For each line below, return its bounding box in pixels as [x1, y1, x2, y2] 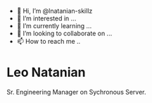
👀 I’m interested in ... [16, 14, 77, 23]
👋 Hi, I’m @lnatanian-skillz [16, 7, 93, 15]
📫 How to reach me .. [16, 37, 81, 45]
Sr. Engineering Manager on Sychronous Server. [6, 87, 146, 96]
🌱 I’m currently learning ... [16, 22, 92, 30]
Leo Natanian [6, 64, 86, 80]
